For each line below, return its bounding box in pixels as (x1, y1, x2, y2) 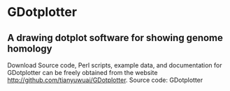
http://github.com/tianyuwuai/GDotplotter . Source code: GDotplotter (7, 76, 203, 84)
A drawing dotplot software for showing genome (7, 32, 224, 44)
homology (7, 42, 52, 54)
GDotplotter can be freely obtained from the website (7, 69, 158, 76)
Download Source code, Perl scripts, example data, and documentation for (7, 61, 222, 69)
